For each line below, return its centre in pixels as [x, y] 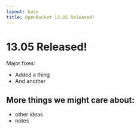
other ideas [29, 115]
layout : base [22, 12]
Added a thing [32, 75]
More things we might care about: [70, 100]
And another [30, 81]
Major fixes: [21, 63]
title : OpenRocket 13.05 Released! [51, 17]
